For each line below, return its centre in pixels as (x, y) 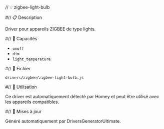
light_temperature (31, 59)
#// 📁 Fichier (18, 68)
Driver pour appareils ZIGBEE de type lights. (50, 29)
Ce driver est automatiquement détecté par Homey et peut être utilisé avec (82, 96)
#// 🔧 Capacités (21, 39)
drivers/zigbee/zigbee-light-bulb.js (44, 78)
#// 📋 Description (24, 17)
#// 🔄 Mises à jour (23, 111)
